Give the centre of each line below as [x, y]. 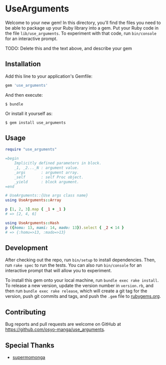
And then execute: [24, 95]
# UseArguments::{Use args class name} [47, 196]
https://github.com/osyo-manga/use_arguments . [55, 329]
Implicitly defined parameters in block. [58, 163]
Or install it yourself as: [29, 113]
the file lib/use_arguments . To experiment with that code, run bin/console [81, 33]
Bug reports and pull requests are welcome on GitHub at [63, 324]
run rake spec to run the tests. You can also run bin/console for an [73, 265]
